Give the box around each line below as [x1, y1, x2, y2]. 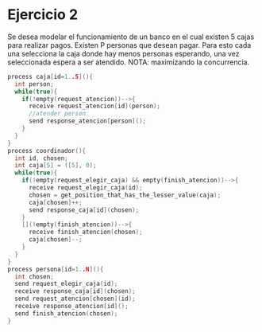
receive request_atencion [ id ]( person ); [28, 102, 160, 111]
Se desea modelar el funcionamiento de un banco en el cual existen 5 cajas [7, 32, 255, 41]
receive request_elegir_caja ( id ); [28, 184, 144, 192]
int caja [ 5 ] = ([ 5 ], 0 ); [14, 162, 97, 170]
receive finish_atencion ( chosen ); [28, 228, 144, 236]
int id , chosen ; [14, 154, 68, 162]
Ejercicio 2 [7, 6, 79, 24]
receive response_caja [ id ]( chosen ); [14, 287, 136, 295]
